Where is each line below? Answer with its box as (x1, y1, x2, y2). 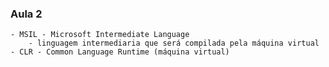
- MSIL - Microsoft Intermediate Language (10, 30, 190, 40)
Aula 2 (10, 7, 43, 21)
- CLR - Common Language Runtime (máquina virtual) (10, 47, 230, 57)
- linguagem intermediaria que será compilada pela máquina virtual (28, 38, 320, 49)
